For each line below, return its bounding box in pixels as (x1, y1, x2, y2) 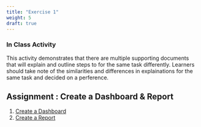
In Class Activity (6, 40, 56, 49)
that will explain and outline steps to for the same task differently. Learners (6, 60, 195, 68)
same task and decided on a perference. (6, 74, 109, 81)
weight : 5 (6, 15, 32, 21)
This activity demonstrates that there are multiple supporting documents (6, 54, 189, 62)
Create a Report (15, 114, 56, 122)
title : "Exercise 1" (6, 9, 59, 15)
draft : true (6, 20, 37, 26)
